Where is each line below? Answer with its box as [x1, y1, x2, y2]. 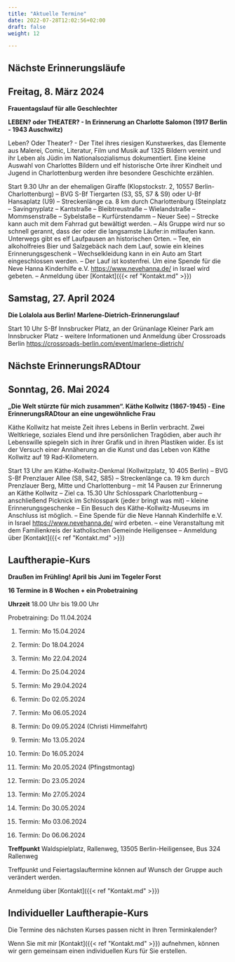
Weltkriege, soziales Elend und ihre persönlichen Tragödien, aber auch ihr [8, 431, 222, 439]
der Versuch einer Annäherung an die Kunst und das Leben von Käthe [8, 446, 210, 454]
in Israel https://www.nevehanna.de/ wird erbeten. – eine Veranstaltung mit [8, 519, 224, 527]
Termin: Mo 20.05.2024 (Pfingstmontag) [18, 763, 135, 772]
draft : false [8, 23, 46, 30]
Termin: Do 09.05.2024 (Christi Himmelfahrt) [18, 722, 148, 730]
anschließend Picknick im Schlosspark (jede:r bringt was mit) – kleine [8, 496, 209, 505]
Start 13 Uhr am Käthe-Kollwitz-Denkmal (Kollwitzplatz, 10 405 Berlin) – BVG [8, 467, 229, 475]
